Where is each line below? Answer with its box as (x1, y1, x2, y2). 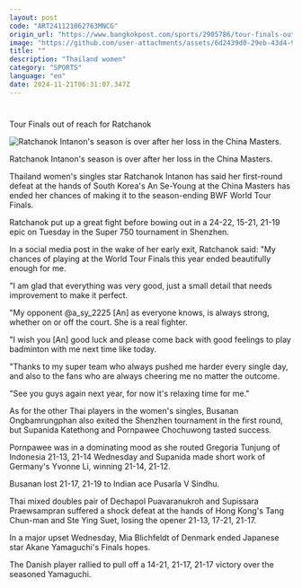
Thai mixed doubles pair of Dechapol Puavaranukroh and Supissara (9, 496, 259, 506)
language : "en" (9, 72, 67, 81)
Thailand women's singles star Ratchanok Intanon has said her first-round (9, 171, 283, 181)
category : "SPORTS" (9, 64, 83, 73)
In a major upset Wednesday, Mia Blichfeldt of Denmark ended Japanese (9, 531, 280, 543)
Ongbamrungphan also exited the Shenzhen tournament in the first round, (9, 415, 283, 426)
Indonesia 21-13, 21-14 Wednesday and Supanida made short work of (9, 451, 266, 462)
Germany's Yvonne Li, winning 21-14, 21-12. (9, 461, 171, 471)
